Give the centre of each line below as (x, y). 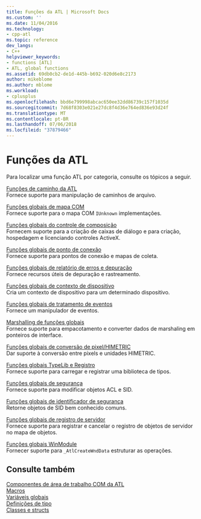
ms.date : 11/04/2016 (32, 23)
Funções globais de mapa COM (45, 207)
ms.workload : (23, 91)
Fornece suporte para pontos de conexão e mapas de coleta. (82, 256)
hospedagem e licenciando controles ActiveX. (63, 237)
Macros (16, 491)
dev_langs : (20, 46)
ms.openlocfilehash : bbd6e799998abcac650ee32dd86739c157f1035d (88, 102)
